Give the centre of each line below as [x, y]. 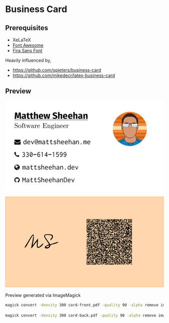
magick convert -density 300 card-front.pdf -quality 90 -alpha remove [82, 305]
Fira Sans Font [27, 51]
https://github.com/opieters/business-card [57, 70]
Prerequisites [27, 28]
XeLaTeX [22, 40]
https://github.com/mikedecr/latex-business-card [64, 75]
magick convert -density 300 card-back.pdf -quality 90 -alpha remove [81, 315]
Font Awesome [28, 45]
